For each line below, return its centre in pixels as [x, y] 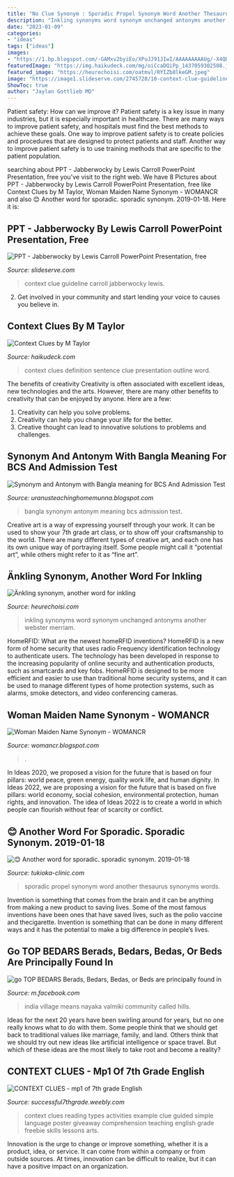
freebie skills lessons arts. [62, 1130]
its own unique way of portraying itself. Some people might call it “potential [115, 547]
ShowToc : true [28, 85]
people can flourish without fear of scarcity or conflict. [85, 810]
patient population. [34, 156]
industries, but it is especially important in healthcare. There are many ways [116, 119]
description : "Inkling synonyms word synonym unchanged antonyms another [117, 20]
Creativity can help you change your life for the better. [95, 419]
